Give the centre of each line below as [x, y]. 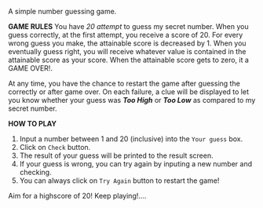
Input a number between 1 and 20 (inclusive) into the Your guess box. [131, 139]
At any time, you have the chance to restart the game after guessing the [124, 83]
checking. [36, 172]
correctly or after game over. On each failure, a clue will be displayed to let [129, 92]
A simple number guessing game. [62, 11]
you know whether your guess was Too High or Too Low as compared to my [132, 100]
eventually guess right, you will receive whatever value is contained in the [127, 51]
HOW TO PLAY [33, 124]
